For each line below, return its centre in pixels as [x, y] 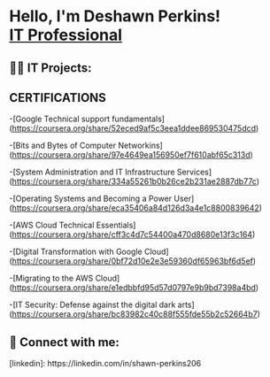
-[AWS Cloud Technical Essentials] [73, 225]
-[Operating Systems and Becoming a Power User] [102, 199]
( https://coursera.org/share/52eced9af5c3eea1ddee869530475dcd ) [134, 128]
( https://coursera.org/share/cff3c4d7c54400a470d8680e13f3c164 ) [132, 235]
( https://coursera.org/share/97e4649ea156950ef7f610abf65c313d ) [131, 155]
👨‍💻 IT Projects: [50, 68]
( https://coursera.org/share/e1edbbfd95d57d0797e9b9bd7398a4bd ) [134, 288]
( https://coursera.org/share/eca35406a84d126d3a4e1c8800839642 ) [136, 208]
